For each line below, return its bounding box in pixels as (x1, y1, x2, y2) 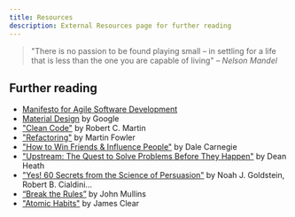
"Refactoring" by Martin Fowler (21, 132, 136, 143)
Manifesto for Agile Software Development (21, 104, 178, 115)
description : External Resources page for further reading (9, 21, 232, 30)
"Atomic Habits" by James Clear (21, 198, 140, 209)
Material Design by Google (21, 113, 120, 124)
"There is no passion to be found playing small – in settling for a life (30, 45, 276, 56)
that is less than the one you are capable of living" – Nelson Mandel (30, 55, 277, 66)
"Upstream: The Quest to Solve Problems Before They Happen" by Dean (21, 151, 287, 162)
